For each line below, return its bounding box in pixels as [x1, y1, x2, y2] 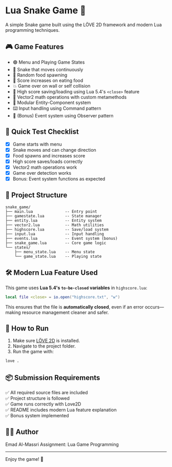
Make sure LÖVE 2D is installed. [12, 338, 80, 344]
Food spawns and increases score [12, 152, 85, 158]
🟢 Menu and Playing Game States [12, 59, 85, 65]
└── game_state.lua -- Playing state [14, 254, 102, 259]
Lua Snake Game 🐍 [5, 5, 86, 16]
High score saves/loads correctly [12, 158, 83, 165]
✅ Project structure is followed [5, 395, 70, 401]
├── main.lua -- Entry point [5, 209, 97, 214]
